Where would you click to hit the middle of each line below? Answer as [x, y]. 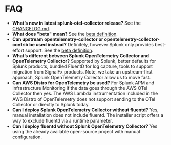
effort [18, 50]
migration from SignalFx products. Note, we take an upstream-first [82, 71]
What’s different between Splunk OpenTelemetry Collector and [81, 55]
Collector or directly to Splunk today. [51, 104]
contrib [20, 44]
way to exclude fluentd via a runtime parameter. [62, 120]
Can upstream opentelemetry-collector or [58, 39]
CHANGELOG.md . [31, 28]
